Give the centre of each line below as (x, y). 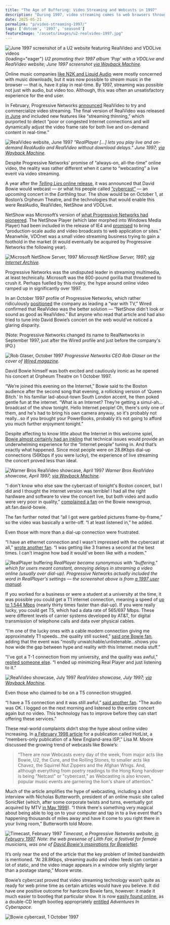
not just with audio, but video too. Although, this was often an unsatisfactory (85, 90)
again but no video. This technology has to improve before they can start (81, 713)
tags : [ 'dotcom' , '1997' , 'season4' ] (45, 29)
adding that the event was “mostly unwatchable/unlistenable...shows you (81, 642)
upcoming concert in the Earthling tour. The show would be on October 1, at (84, 194)
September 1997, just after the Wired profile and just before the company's (83, 340)
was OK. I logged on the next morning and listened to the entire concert (80, 708)
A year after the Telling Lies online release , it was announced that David (80, 183)
